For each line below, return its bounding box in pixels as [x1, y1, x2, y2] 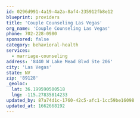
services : [6, 48, 31, 54]
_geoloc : [6, 81, 28, 87]
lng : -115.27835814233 [11, 92, 68, 98]
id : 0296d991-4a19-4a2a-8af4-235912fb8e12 [6, 8, 113, 15]
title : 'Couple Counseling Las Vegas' [6, 20, 102, 26]
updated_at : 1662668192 [6, 103, 66, 109]
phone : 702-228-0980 [6, 31, 58, 37]
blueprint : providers [6, 14, 60, 20]
